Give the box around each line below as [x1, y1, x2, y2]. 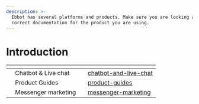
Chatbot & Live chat [15, 69, 70, 77]
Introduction [6, 45, 69, 58]
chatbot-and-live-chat [88, 69, 153, 77]
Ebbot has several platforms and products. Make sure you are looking [11, 14, 190, 20]
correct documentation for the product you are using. [11, 19, 150, 25]
